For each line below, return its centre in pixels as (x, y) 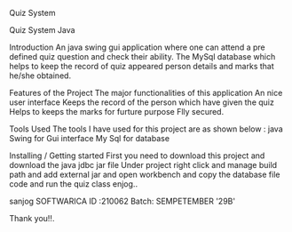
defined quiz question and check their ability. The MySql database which (142, 56)
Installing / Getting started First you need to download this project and (137, 156)
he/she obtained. (40, 76)
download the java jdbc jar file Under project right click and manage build (143, 165)
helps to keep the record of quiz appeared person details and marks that (142, 66)
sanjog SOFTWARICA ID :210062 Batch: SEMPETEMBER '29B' (122, 201)
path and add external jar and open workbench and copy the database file (145, 174)
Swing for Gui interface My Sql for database (90, 138)
